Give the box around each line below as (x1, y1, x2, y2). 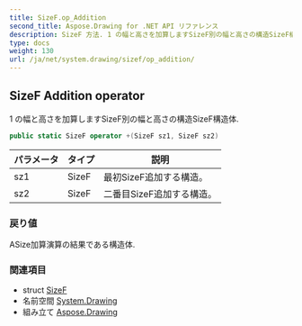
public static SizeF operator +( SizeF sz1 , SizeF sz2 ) (9, 131, 219, 140)
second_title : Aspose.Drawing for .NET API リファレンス (9, 22, 218, 31)
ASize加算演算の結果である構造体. (9, 239, 136, 249)
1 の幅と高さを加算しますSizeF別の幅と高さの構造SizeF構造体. (9, 113, 240, 124)
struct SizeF (22, 285, 67, 295)
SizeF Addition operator (9, 88, 146, 104)
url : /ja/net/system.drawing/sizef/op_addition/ (9, 55, 195, 64)
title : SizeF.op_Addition (9, 13, 106, 23)
